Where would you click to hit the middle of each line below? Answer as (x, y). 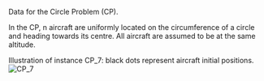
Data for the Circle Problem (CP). (64, 12)
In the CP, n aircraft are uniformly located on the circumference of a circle (132, 27)
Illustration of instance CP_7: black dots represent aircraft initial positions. (131, 60)
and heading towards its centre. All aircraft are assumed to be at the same (132, 36)
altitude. (22, 45)
